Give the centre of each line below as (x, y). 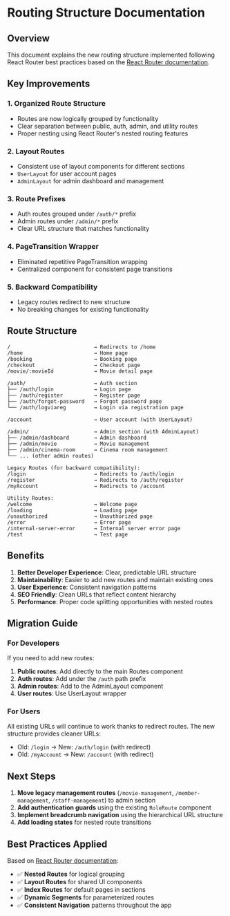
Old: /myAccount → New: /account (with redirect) (85, 754)
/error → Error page (69, 522)
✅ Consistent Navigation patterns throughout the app (94, 905)
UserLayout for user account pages (67, 174)
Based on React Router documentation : (63, 861)
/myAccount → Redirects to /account (86, 486)
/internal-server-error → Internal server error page (94, 528)
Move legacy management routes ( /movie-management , (95, 793)
